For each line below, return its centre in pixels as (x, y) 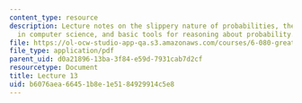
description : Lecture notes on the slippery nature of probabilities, (144, 26)
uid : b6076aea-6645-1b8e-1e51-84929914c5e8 (92, 84)
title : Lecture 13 (44, 76)
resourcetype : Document (54, 68)
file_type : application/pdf (62, 51)
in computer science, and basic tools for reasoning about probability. (156, 34)
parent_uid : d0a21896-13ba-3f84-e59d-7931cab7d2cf (106, 59)
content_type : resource (54, 17)
